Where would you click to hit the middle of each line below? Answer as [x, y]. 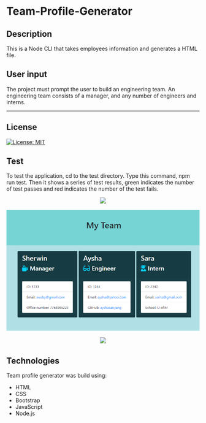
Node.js [25, 413]
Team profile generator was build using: [57, 376]
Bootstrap [28, 400]
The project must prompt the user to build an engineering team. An [91, 89]
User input [27, 74]
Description [29, 34]
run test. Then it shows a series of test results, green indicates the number [100, 183]
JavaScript [29, 407]
